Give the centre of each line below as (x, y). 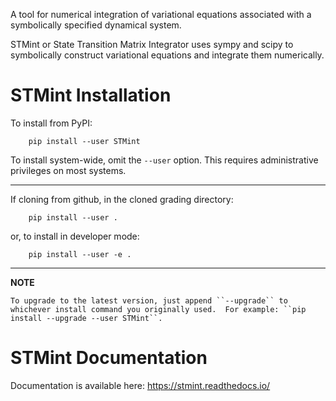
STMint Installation (91, 95)
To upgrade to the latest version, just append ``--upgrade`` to (149, 300)
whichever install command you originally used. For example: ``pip (158, 309)
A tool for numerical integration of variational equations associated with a (161, 14)
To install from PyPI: (51, 123)
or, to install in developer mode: (75, 236)
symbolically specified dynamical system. (96, 25)
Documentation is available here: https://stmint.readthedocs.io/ (140, 385)
